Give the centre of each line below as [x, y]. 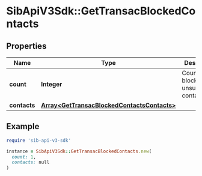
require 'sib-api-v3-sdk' [38, 140]
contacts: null [31, 162]
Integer [52, 84]
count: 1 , [24, 157]
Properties [26, 46]
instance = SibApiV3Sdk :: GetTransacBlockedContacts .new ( [79, 151]
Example [23, 126]
